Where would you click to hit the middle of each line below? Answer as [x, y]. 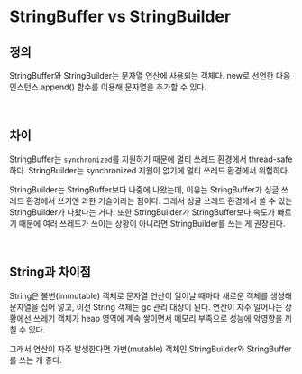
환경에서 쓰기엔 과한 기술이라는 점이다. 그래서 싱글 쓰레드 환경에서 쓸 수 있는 [159, 201]
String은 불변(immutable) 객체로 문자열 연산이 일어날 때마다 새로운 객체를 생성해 [151, 295]
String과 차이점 [50, 272]
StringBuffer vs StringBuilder [120, 17]
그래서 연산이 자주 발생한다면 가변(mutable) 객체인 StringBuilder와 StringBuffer [151, 349]
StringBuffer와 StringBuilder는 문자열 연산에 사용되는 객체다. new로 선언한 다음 [150, 75]
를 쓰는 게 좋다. [36, 360]
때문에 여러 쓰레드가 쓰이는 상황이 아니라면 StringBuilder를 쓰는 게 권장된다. [152, 223]
